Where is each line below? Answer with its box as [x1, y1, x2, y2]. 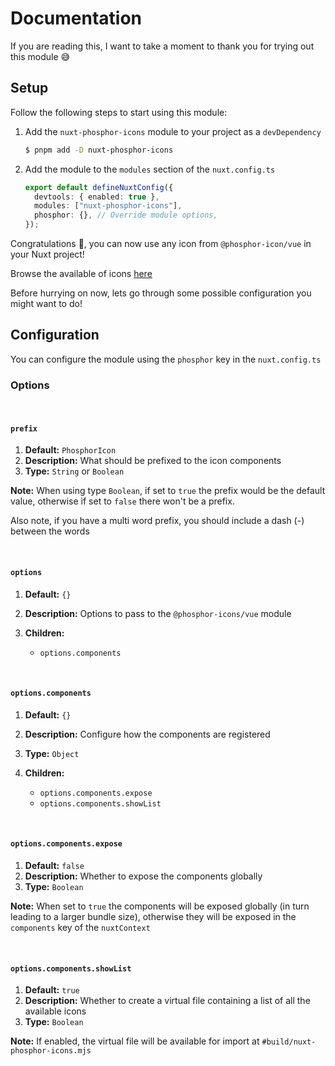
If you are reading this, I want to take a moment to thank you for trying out [10, 40, 315, 52]
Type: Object [24, 747, 80, 759]
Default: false [24, 859, 85, 871]
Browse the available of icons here [10, 268, 153, 279]
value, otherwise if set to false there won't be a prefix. [10, 495, 235, 507]
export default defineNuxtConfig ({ [24, 182, 174, 192]
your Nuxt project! [10, 248, 85, 260]
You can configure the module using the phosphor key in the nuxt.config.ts [10, 353, 322, 365]
